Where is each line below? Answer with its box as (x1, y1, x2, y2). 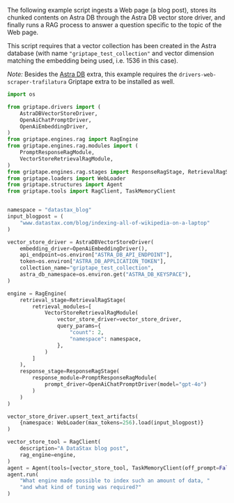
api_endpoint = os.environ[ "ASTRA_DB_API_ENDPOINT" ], (19, 251, 173, 259)
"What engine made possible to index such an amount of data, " (19, 477, 210, 484)
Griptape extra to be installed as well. (68, 77, 175, 86)
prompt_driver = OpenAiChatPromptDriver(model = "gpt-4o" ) (44, 381, 208, 388)
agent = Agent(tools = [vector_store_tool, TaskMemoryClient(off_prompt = (7, 464, 219, 472)
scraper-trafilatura (7, 79, 68, 86)
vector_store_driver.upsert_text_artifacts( (7, 413, 139, 420)
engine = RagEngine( (7, 290, 68, 297)
